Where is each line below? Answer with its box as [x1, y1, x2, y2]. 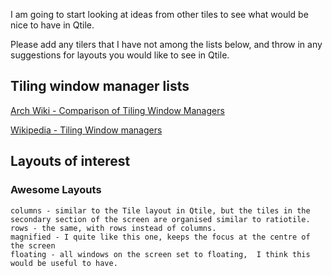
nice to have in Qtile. [10, 19, 95, 31]
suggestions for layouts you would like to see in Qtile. [10, 49, 230, 61]
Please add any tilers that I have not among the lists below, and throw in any [10, 39, 323, 50]
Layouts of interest [10, 153, 131, 170]
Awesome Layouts [10, 183, 102, 197]
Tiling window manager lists [10, 78, 190, 95]
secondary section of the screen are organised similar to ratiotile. [10, 214, 311, 224]
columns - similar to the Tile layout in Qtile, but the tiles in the [10, 205, 311, 216]
